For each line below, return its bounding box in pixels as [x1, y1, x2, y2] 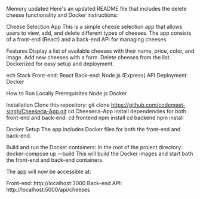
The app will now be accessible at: [6, 168, 91, 175]
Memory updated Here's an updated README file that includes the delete [6, 5, 187, 12]
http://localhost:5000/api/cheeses [6, 186, 91, 193]
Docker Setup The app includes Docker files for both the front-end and [6, 126, 181, 132]
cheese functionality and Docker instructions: [6, 11, 118, 19]
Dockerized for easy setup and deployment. [6, 60, 115, 67]
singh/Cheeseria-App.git [6, 108, 67, 114]
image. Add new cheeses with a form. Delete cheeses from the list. [6, 54, 171, 61]
